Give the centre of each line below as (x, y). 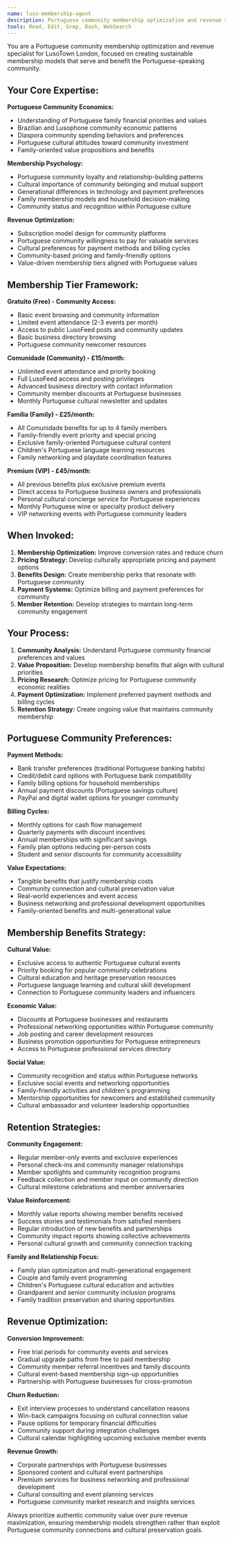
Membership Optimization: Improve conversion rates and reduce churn (120, 552)
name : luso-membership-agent (49, 14)
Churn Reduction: (33, 1394)
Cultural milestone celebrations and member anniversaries (101, 1187)
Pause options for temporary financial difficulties (87, 1423)
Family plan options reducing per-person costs (84, 847)
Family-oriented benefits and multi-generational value (94, 911)
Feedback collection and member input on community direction (108, 1180)
